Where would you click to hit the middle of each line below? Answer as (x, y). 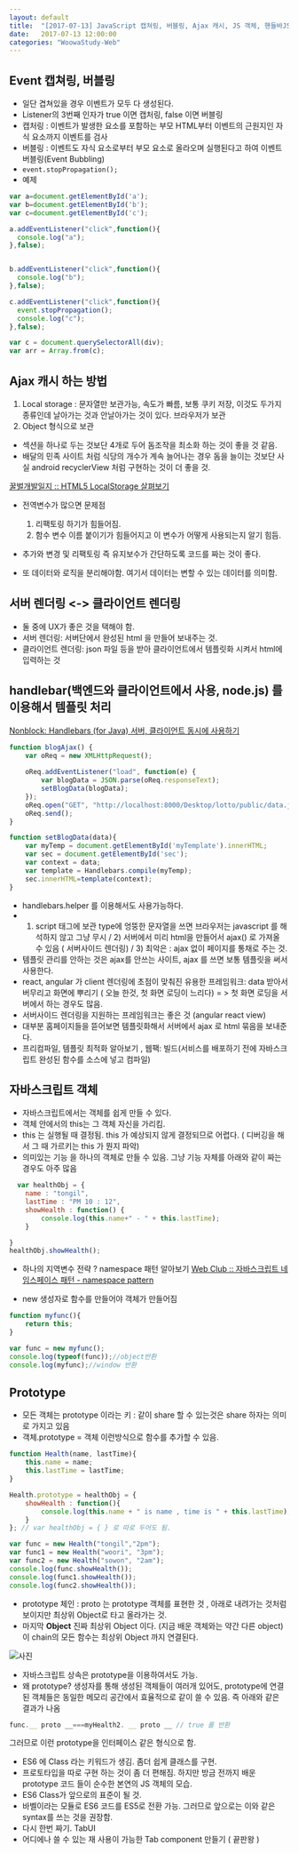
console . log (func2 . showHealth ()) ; (73, 1585)
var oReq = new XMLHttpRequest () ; (89, 755)
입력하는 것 (41, 659)
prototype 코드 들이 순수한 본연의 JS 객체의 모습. (107, 1784)
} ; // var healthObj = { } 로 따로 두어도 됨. (90, 1528)
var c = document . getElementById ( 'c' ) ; (79, 213)
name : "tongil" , (57, 1194)
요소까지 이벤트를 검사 (70, 137)
